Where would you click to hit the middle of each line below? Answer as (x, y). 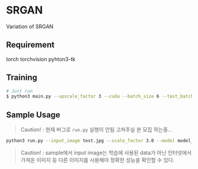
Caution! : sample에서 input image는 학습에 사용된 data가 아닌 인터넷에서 (106, 153)
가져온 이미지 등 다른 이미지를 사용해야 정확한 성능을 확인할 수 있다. (98, 160)
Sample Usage (33, 115)
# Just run (19, 91)
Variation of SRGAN (30, 26)
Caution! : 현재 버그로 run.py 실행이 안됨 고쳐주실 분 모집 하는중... (96, 130)
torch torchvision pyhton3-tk (41, 59)
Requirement (30, 45)
